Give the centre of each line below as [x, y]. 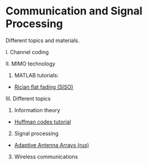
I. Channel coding [27, 52]
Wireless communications [46, 157]
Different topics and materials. [43, 40]
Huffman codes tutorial [42, 122]
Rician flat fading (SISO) [44, 87]
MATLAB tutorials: [36, 75]
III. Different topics [28, 98]
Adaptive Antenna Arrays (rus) [52, 145]
